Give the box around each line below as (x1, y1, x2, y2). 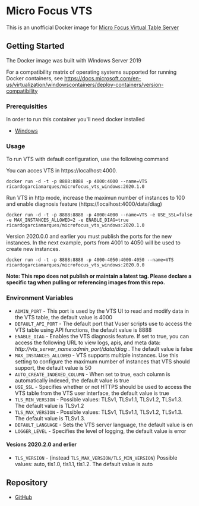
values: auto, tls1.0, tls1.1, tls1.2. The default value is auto (14, 460, 153, 467)
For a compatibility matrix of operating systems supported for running (6, 68, 177, 76)
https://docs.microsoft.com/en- (64, 74, 141, 81)
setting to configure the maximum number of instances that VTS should (14, 358, 190, 365)
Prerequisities (6, 102, 48, 111)
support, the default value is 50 (14, 364, 92, 371)
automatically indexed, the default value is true (14, 376, 129, 384)
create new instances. (6, 246, 61, 253)
